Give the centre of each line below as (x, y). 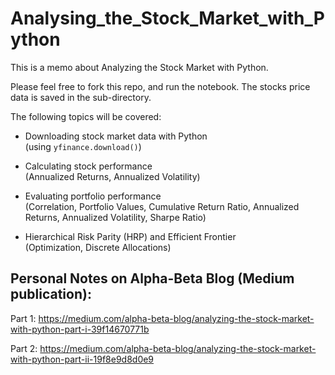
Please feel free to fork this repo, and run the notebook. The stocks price (160, 86)
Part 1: (23, 318)
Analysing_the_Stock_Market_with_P (167, 18)
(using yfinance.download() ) (83, 146)
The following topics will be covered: (86, 116)
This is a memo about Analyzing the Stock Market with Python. (139, 67)
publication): (51, 294)
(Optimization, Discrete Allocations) (98, 247)
